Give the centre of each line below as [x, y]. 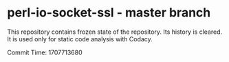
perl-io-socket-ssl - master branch [109, 13]
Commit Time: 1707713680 [45, 52]
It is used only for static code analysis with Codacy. [80, 39]
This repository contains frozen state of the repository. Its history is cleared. [115, 32]
